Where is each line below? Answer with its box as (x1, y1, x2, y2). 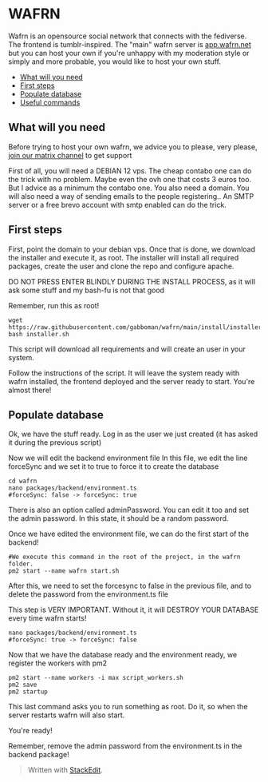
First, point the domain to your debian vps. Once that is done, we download (8, 244, 255, 254)
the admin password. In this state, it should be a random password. (8, 514, 229, 523)
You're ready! (8, 726, 53, 736)
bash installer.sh (8, 330, 69, 338)
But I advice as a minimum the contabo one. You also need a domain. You (8, 183, 250, 193)
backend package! (8, 750, 69, 760)
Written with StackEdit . (27, 765, 104, 775)
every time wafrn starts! (8, 613, 87, 623)
